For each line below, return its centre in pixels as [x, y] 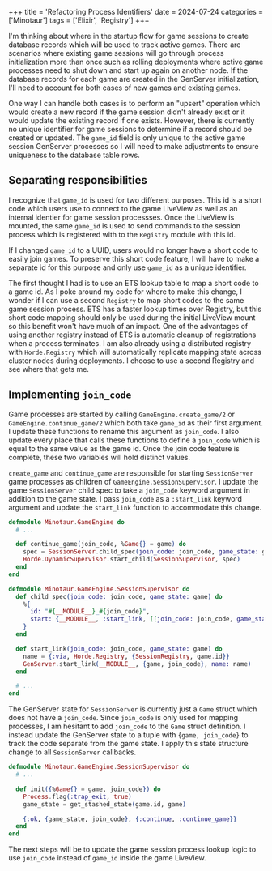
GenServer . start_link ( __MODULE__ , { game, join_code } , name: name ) [137, 664]
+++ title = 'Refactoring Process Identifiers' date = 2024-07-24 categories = [136, 12]
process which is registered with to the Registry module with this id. [122, 234]
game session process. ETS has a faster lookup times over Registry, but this [135, 309]
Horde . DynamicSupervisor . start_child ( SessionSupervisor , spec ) [132, 559]
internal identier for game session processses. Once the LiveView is [121, 217]
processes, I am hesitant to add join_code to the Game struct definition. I [127, 726]
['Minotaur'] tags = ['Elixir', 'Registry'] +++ [79, 20]
